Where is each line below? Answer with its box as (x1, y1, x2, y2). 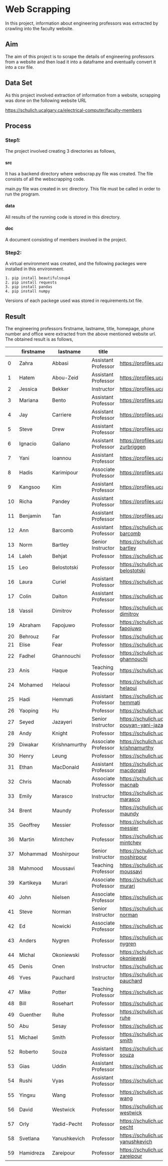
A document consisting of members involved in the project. (5, 236, 127, 242)
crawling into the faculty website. (5, 25, 74, 31)
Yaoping (19, 707, 38, 714)
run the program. (5, 191, 40, 197)
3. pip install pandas (5, 284, 52, 289)
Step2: (5, 249, 22, 256)
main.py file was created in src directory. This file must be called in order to (5, 186, 161, 192)
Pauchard (52, 974, 75, 981)
